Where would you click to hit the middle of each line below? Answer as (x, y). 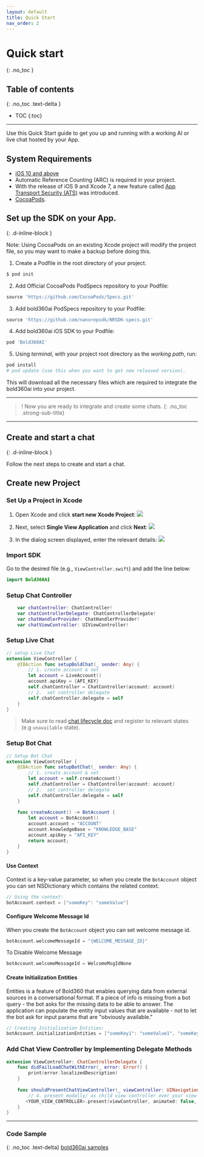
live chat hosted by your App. (43, 140)
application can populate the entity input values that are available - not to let (101, 1010)
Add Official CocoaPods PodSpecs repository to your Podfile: (92, 286)
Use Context (22, 866)
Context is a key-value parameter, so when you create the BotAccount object (102, 879)
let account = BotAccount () (63, 818)
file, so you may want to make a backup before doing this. (79, 251)
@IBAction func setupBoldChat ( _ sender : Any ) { (78, 664)
